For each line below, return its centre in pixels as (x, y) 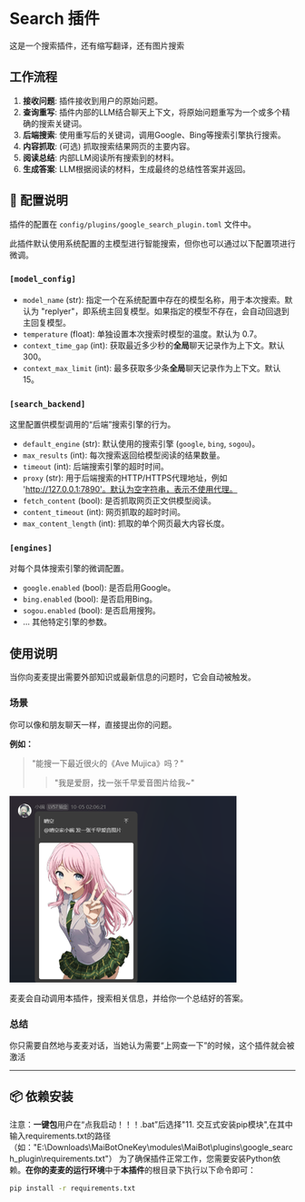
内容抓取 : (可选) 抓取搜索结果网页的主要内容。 (108, 146)
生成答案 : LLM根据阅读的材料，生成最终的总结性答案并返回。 (137, 168)
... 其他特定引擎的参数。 (67, 622)
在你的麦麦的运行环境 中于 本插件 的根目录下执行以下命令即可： (141, 1169)
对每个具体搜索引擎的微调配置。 (69, 569)
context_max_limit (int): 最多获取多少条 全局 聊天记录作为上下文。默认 (152, 368)
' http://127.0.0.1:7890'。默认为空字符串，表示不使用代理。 (130, 490)
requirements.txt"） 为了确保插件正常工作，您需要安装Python (158, 1158)
